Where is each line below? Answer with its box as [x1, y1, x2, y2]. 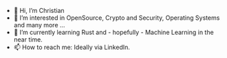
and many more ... [13, 21, 65, 29]
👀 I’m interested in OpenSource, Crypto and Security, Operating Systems [13, 14, 220, 22]
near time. [13, 35, 43, 44]
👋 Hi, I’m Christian [13, 7, 65, 14]
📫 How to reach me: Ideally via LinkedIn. [13, 43, 131, 51]
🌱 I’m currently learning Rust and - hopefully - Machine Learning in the [13, 28, 215, 36]
